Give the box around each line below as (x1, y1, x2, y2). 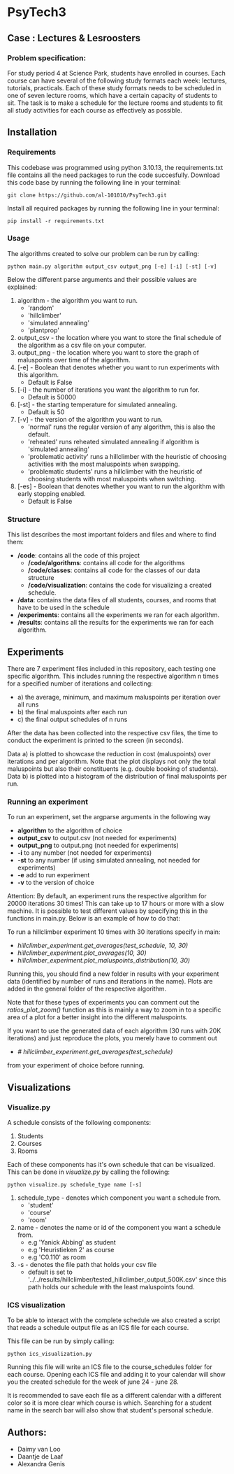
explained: (7, 283, 37, 291)
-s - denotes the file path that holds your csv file (17, 1260, 157, 1268)
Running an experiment (7, 797, 89, 807)
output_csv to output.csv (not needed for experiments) (17, 834, 177, 842)
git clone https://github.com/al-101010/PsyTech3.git (7, 192, 168, 199)
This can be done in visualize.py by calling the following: (7, 1168, 170, 1176)
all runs (17, 700, 39, 709)
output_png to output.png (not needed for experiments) (17, 841, 180, 850)
